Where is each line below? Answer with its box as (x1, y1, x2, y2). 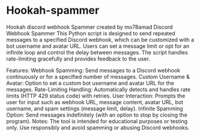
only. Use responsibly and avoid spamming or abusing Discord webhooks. (6, 124, 190, 131)
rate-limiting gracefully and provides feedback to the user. (6, 55, 150, 62)
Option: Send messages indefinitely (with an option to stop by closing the (6, 111, 187, 118)
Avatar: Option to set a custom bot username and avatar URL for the (6, 79, 174, 87)
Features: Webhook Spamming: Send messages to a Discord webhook (6, 66, 181, 74)
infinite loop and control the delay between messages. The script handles (6, 48, 188, 56)
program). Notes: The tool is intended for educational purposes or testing (6, 117, 188, 124)
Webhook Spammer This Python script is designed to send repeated (6, 29, 175, 36)
